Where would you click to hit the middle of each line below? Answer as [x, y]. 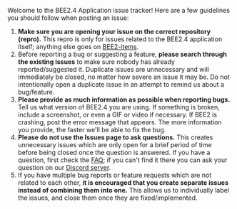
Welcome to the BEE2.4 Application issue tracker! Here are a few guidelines [119, 10]
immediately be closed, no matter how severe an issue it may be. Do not [123, 77]
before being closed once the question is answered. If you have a [114, 152]
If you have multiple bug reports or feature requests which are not [115, 175]
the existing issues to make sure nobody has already [96, 62]
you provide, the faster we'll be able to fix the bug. [92, 130]
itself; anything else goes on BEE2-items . [78, 47]
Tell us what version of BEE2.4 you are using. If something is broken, [118, 107]
